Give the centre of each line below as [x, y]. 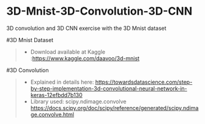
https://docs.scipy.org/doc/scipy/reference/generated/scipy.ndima [114, 108]
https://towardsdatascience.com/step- [144, 82]
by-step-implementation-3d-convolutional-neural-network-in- [109, 88]
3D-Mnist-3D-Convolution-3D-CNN [99, 11]
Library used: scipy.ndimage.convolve [78, 101]
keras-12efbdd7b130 [56, 95]
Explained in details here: [62, 82]
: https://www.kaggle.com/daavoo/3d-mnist [85, 58]
